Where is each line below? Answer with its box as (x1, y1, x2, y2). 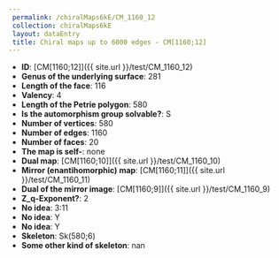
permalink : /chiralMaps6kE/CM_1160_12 (12, 12, 156, 22)
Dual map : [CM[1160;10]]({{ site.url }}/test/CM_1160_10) (20, 156, 221, 166)
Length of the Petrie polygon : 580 (20, 99, 148, 110)
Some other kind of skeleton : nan (20, 240, 145, 251)
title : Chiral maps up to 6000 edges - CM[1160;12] (12, 37, 207, 47)
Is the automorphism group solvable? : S (20, 109, 172, 119)
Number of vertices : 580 (20, 118, 114, 129)
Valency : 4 (20, 90, 62, 101)
